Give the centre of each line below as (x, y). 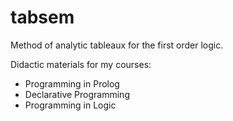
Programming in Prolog (72, 83)
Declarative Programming (77, 94)
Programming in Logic (70, 105)
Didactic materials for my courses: (81, 64)
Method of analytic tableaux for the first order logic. (117, 45)
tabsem (42, 17)
